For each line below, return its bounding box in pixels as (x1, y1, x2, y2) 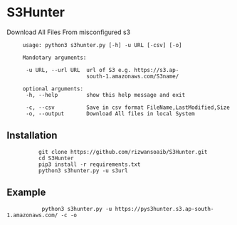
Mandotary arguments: (22, 54, 87, 61)
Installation (6, 130, 58, 142)
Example (6, 187, 46, 199)
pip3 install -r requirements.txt (38, 161, 141, 168)
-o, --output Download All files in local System (25, 110, 195, 117)
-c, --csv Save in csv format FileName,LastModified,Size (25, 104, 231, 111)
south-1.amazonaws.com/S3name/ (85, 73, 179, 80)
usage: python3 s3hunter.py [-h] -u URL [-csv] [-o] (22, 41, 182, 48)
